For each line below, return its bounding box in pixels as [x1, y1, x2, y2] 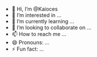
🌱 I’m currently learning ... [11, 18, 75, 24]
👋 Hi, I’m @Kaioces [11, 6, 58, 12]
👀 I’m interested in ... [11, 12, 62, 19]
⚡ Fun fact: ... [11, 45, 44, 52]
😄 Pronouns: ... [11, 39, 50, 46]
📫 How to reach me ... [11, 31, 66, 37]
